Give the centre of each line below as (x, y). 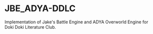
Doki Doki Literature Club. (30, 27)
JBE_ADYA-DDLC (40, 8)
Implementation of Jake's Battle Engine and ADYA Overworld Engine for (76, 22)
